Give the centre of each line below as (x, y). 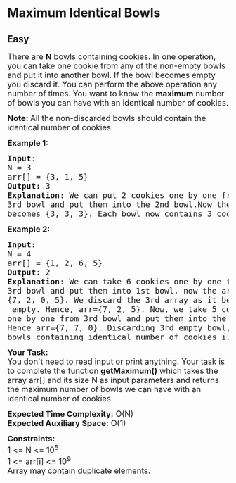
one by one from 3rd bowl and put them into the (117, 318)
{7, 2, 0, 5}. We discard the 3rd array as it (112, 300)
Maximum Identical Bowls (84, 13)
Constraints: (31, 439)
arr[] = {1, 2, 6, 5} (55, 263)
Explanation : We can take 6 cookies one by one (114, 282)
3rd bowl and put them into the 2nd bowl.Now (110, 204)
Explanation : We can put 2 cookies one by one (112, 195)
